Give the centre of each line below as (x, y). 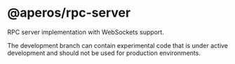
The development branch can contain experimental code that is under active (118, 45)
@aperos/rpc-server (69, 13)
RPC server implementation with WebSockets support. (86, 32)
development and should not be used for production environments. (104, 53)
